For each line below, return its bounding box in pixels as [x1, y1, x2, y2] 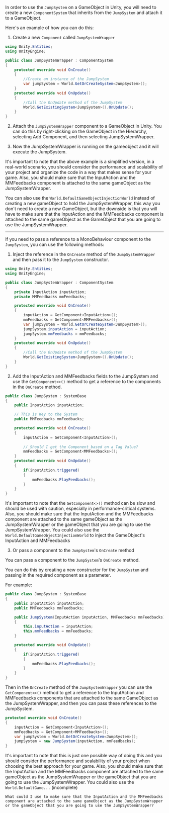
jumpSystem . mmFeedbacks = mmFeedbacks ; [23, 331, 107, 336]
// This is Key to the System [14, 412, 78, 417]
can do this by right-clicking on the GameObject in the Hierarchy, [12, 128, 147, 135]
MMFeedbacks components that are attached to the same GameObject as [5, 695, 158, 701]
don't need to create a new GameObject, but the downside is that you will [5, 206, 157, 212]
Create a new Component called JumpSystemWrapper [12, 35, 115, 40]
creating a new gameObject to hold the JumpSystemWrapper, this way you [5, 201, 160, 207]
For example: [5, 582, 33, 588]
